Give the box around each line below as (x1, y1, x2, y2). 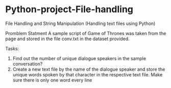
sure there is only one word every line (12, 77, 92, 83)
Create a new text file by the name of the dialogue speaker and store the (12, 66, 165, 72)
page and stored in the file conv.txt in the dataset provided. (5, 36, 130, 42)
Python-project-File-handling (5, 4, 134, 15)
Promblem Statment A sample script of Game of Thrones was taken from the (5, 30, 166, 36)
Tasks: (5, 45, 19, 51)
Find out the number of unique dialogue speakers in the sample (12, 55, 146, 62)
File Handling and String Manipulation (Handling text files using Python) (5, 20, 156, 26)
